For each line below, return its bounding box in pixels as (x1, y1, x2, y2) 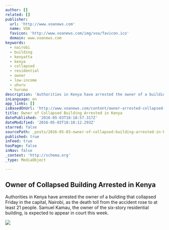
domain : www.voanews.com (10, 36, 62, 41)
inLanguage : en (5, 96, 37, 101)
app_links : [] (5, 101, 35, 106)
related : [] (5, 12, 30, 17)
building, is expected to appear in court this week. (5, 210, 109, 216)
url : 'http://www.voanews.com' (10, 21, 75, 27)
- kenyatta (10, 54, 33, 60)
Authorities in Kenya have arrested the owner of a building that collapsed (5, 194, 156, 200)
